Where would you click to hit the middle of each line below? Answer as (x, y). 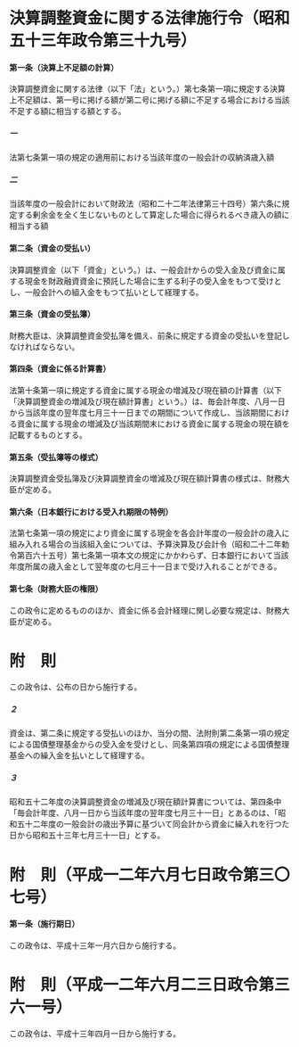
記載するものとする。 (48, 434)
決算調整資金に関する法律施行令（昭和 (150, 18)
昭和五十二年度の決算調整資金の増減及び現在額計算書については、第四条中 (145, 802)
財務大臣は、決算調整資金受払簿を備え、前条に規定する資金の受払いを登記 (145, 335)
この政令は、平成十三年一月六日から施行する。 (95, 945)
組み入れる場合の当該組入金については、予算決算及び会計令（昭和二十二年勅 (149, 544)
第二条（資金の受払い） (52, 248)
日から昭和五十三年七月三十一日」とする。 (87, 836)
